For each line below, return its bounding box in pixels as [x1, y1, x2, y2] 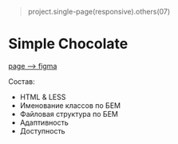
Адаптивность [19, 118, 69, 127]
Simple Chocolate [8, 35, 129, 53]
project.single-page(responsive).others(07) [27, 7, 171, 16]
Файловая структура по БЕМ [19, 109, 118, 118]
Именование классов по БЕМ [19, 100, 121, 110]
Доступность [19, 126, 65, 135]
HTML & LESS [19, 92, 66, 102]
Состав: [8, 76, 35, 86]
